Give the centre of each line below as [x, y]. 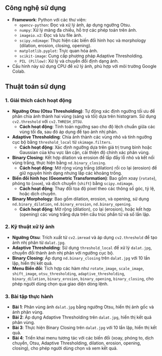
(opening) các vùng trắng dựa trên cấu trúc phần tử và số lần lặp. [85, 214]
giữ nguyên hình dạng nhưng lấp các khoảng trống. [71, 173]
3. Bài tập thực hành [29, 296]
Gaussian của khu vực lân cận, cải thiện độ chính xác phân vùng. [84, 152]
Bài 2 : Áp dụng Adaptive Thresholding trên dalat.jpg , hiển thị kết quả [82, 317]
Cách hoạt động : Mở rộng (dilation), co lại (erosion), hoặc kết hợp [85, 209]
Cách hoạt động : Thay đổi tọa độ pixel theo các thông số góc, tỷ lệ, [87, 188]
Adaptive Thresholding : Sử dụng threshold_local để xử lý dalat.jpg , [82, 248]
